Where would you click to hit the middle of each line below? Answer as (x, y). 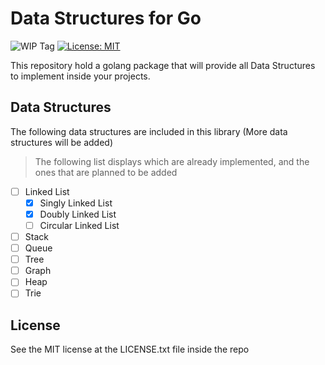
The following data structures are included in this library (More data (149, 131)
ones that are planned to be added (106, 172)
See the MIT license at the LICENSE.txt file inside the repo (130, 349)
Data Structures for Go (106, 18)
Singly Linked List (76, 203)
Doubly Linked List (78, 214)
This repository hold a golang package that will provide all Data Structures (163, 65)
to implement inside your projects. (80, 76)
